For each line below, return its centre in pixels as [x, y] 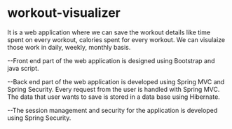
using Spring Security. [39, 118]
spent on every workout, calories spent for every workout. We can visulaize [116, 39]
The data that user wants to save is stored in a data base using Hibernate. [114, 97]
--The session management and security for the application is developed [112, 110]
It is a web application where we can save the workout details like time [109, 32]
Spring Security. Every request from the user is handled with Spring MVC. [114, 89]
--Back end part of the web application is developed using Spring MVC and [116, 81]
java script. [23, 68]
